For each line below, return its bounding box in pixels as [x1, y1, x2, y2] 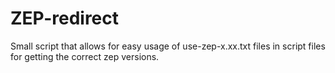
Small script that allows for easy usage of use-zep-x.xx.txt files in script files [10, 40, 326, 52]
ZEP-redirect [10, 7, 120, 30]
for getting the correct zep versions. [10, 50, 160, 62]
